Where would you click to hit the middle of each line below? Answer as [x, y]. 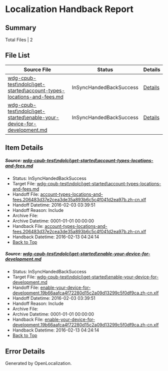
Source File [37, 70]
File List [17, 55]
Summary [21, 28]
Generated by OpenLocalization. [38, 363]
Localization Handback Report [69, 9]
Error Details [25, 351]
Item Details [24, 148]
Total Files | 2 [19, 40]
